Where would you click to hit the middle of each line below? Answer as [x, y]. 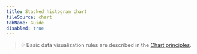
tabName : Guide [25, 23]
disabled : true [25, 28]
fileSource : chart [29, 17]
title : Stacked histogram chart [47, 12]
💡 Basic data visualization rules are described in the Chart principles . [106, 45]
